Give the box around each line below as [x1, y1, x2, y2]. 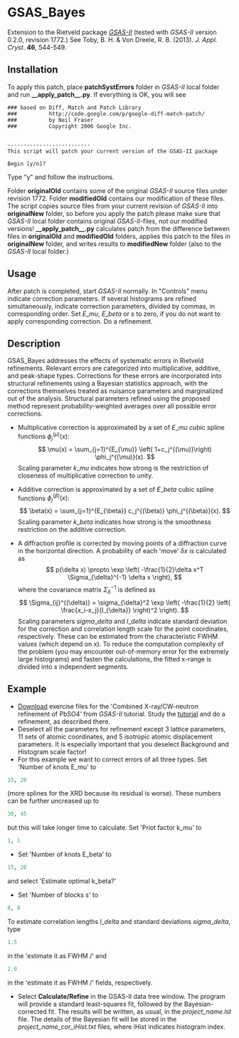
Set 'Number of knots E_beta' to [17, 850, 112, 859]
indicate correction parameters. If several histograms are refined [7, 294, 197, 303]
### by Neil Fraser [7, 116, 94, 123]
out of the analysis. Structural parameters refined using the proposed [7, 394, 211, 403]
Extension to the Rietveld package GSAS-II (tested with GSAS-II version [7, 28, 217, 36]
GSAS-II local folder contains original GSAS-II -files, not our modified [7, 217, 208, 225]
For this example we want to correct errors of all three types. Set [17, 755, 208, 764]
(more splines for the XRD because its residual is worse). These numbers [7, 789, 222, 798]
